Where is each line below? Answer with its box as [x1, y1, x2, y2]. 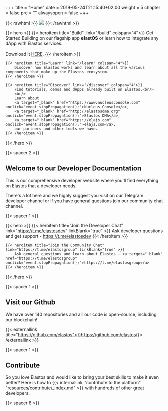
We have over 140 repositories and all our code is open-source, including [5, 311, 157, 317]
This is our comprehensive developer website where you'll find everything [5, 177, 159, 183]
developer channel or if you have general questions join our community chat [5, 198, 163, 204]
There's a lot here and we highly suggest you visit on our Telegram [5, 192, 144, 198]
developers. [5, 390, 30, 396]
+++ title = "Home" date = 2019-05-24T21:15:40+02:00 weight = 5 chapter [5, 5, 161, 10]
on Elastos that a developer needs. [5, 183, 77, 189]
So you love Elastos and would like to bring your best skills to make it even [5, 374, 159, 380]
